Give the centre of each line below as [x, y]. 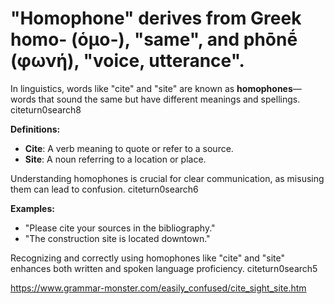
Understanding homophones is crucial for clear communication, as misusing [167, 178]
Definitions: [35, 129]
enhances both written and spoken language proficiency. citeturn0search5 [164, 268]
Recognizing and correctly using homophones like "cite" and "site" [147, 258]
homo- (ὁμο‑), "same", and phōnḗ [154, 39]
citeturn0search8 [46, 109]
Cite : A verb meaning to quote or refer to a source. [129, 148]
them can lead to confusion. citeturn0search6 [104, 189]
